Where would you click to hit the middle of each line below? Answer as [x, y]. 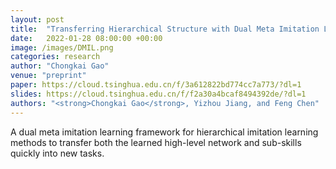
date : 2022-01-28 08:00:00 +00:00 [86, 38]
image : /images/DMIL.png [62, 47]
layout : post [37, 19]
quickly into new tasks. [57, 153]
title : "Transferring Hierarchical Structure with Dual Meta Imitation [165, 29]
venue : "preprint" [48, 76]
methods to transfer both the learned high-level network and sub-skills [156, 142]
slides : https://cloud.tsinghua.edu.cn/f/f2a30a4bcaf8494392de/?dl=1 [158, 94]
